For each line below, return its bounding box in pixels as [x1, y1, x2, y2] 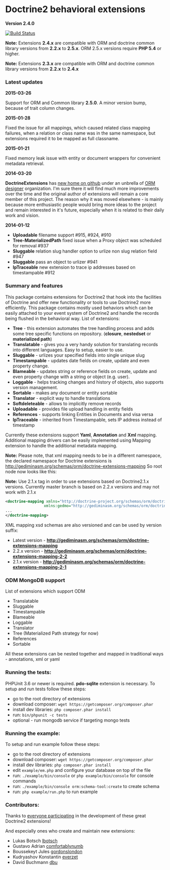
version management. [12, 384, 58, 390]
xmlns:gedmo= [44, 504, 71, 509]
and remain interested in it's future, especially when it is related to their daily [5, 207, 164, 213]
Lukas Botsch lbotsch [12, 838, 58, 844]
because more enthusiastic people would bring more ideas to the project [5, 201, 157, 208]
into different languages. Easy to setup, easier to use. [12, 347, 124, 353]
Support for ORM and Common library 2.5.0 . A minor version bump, [5, 100, 147, 106]
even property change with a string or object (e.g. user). [12, 374, 130, 380]
